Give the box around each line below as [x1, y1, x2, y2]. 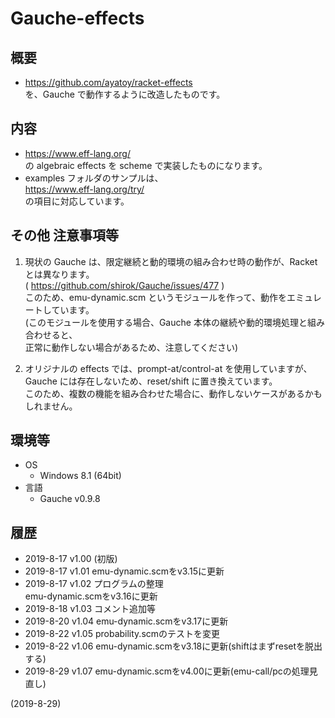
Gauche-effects [10, 7, 145, 30]
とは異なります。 [24, 268, 95, 280]
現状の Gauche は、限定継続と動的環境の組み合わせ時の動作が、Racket [24, 255, 318, 267]
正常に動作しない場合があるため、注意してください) [24, 341, 239, 353]
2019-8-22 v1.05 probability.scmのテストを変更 [24, 628, 221, 640]
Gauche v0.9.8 [39, 493, 101, 505]
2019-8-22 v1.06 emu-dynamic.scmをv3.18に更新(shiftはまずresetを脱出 [24, 640, 323, 652]
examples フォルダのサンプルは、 [24, 172, 164, 184]
